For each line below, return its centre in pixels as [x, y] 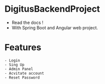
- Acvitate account [24, 73]
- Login [12, 60]
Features [23, 48]
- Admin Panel [19, 69]
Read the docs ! [27, 22]
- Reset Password [22, 77]
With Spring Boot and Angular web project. [55, 27]
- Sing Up [15, 64]
